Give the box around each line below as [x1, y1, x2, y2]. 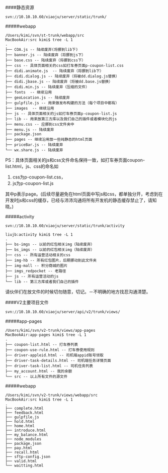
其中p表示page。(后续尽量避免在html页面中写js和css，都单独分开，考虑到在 [5, 191, 163, 197]
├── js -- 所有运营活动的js [5, 274, 59, 279]
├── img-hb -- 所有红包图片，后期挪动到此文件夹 [5, 258, 97, 263]
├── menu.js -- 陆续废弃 [5, 127, 54, 132]
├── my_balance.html [5, 432, 49, 437]
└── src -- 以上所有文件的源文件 [5, 374, 68, 379]
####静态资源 [5, 5, 34, 10]
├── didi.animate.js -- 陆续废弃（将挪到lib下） [5, 68, 104, 73]
